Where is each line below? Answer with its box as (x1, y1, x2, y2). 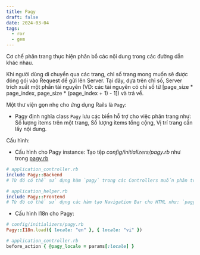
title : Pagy (6, 8, 36, 15)
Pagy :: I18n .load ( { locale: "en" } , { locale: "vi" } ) (6, 227, 143, 233)
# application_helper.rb (6, 188, 68, 194)
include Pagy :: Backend (6, 172, 62, 178)
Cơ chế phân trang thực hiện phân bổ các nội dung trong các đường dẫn (6, 53, 184, 60)
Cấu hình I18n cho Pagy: (14, 210, 74, 217)
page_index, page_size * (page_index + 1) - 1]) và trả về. (6, 90, 144, 97)
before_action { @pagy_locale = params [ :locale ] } (6, 243, 135, 249)
